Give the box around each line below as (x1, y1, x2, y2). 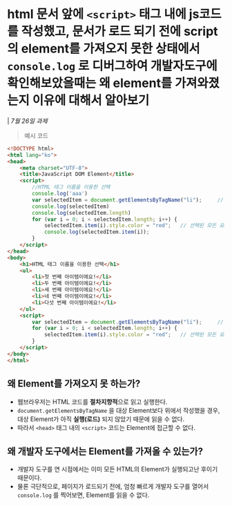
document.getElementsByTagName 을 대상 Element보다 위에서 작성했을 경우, (17, 406, 220, 414)
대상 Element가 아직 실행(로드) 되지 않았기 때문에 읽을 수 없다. (17, 415, 185, 423)
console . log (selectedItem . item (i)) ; (43, 228, 150, 235)
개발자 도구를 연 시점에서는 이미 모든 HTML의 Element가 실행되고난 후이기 (17, 465, 218, 474)
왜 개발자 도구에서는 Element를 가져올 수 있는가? (7, 445, 204, 457)
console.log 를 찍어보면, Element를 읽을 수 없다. (17, 491, 150, 499)
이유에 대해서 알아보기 (32, 93, 150, 108)
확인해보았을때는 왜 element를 (7, 75, 173, 91)
